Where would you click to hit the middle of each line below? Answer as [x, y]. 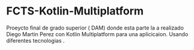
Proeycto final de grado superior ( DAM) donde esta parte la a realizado [95, 28]
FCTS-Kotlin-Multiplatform [75, 11]
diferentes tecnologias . [36, 40]
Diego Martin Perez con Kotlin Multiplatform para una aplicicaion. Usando [97, 34]
